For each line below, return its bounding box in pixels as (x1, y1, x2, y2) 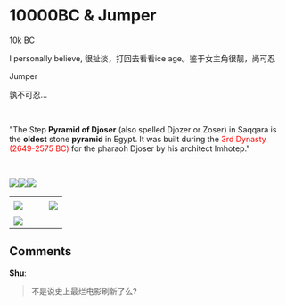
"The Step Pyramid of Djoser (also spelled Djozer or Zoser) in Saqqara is (9, 124, 277, 134)
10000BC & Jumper (9, 5, 157, 26)
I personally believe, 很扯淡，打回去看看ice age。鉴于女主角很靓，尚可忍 (9, 52, 276, 63)
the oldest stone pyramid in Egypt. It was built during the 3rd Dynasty (9, 133, 266, 144)
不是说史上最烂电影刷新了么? (30, 285, 137, 296)
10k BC (9, 35, 36, 45)
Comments (9, 244, 72, 259)
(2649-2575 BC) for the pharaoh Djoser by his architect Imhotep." (9, 143, 250, 154)
